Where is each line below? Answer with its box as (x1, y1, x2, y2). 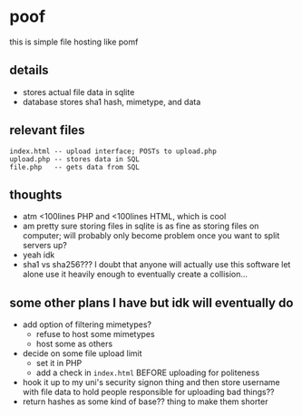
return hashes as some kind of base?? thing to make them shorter (22, 396, 268, 407)
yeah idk (22, 249, 55, 260)
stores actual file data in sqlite (22, 86, 135, 97)
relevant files (9, 122, 85, 138)
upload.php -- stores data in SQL (9, 154, 141, 164)
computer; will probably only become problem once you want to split (22, 230, 280, 241)
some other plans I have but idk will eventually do (9, 295, 294, 310)
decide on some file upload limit (22, 348, 142, 359)
